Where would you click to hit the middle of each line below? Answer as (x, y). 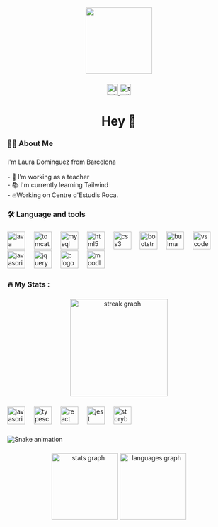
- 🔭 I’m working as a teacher (48, 177)
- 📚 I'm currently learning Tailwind (58, 184)
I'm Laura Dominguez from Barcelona (62, 162)
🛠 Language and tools (47, 214)
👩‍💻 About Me (30, 143)
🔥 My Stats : (29, 284)
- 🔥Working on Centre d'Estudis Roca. (63, 195)
